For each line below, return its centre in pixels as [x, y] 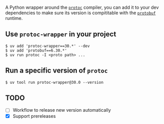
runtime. [14, 18]
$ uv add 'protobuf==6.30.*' [36, 51]
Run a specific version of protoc [57, 71]
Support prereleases [34, 116]
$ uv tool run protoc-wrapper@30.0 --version [54, 82]
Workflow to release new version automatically [62, 110]
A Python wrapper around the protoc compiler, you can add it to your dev [82, 7]
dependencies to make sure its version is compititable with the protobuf [81, 13]
